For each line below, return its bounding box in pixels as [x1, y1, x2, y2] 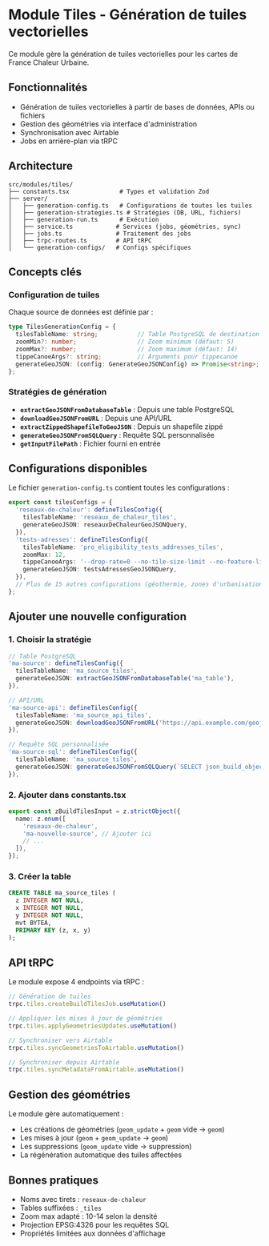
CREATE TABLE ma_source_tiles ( [8, 889, 116, 897]
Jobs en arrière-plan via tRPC [19, 136, 118, 146]
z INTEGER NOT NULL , [15, 896, 84, 905]
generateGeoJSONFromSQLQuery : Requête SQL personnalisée [19, 430, 215, 439]
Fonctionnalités [8, 81, 88, 94]
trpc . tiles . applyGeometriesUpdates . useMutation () [8, 1022, 178, 1030]
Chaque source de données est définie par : [8, 307, 154, 317]
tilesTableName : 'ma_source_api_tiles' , [15, 711, 152, 719]
